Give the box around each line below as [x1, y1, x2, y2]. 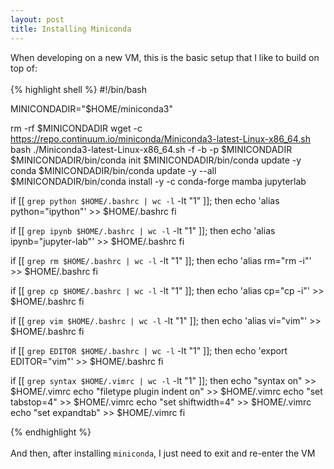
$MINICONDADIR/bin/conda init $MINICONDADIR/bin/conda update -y [10, 154, 302, 166]
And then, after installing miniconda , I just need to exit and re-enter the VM [10, 447, 316, 459]
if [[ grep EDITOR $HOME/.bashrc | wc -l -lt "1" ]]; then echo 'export [10, 344, 288, 356]
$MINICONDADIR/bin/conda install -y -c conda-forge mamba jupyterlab [10, 175, 307, 187]
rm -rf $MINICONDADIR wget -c [10, 122, 143, 134]
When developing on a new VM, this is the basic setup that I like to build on [10, 51, 320, 63]
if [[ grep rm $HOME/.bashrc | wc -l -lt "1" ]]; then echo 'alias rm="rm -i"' [10, 254, 312, 266]
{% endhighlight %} [10, 426, 92, 438]
